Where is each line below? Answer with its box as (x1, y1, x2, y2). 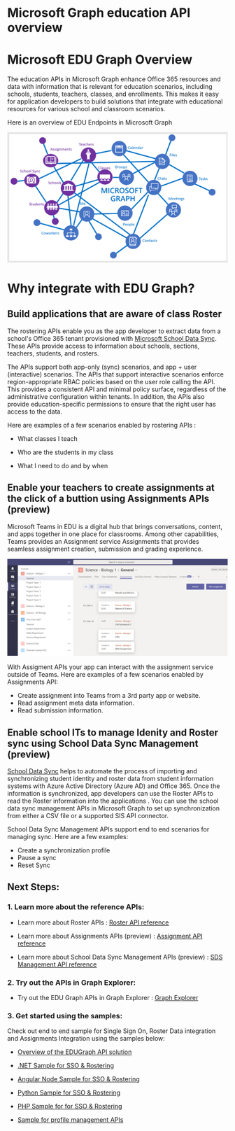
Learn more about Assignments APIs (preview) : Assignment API (17, 932, 203, 940)
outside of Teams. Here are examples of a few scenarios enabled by (7, 670, 204, 679)
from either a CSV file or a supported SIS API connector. (7, 811, 169, 820)
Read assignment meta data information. (17, 698, 135, 708)
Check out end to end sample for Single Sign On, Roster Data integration (7, 1027, 216, 1035)
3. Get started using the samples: (7, 1011, 123, 1020)
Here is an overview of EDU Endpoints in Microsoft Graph (7, 118, 173, 127)
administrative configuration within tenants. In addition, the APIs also (7, 392, 205, 400)
